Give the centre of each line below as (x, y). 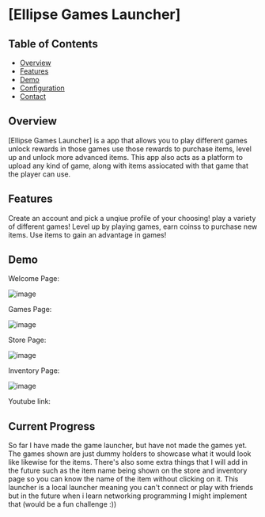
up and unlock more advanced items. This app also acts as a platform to (126, 157)
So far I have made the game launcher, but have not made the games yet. (128, 446)
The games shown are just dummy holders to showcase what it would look (130, 454)
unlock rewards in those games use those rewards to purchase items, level (130, 149)
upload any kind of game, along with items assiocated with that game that (129, 165)
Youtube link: (30, 401)
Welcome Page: (34, 279)
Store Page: (27, 340)
